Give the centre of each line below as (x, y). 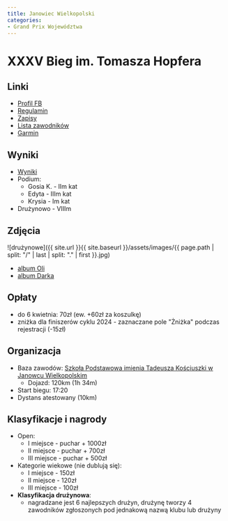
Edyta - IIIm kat (50, 194)
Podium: (29, 179)
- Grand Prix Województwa (45, 26)
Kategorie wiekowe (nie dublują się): (69, 466)
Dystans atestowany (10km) (57, 397)
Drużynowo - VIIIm (44, 209)
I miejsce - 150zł (51, 473)
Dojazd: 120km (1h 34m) (62, 382)
